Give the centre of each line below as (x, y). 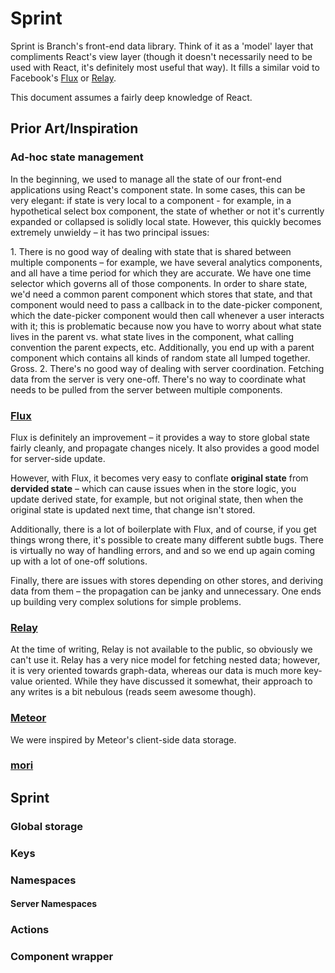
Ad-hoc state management (77, 157)
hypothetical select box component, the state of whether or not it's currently (167, 211)
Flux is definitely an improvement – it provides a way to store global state (160, 437)
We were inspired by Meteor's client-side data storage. (123, 739)
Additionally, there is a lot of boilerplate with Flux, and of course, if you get (163, 529)
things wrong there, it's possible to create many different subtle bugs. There (167, 539)
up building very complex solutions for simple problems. (126, 601)
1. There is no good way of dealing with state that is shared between (151, 251)
